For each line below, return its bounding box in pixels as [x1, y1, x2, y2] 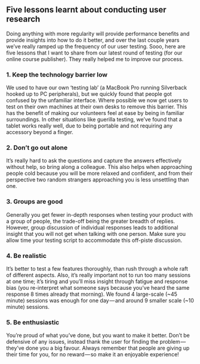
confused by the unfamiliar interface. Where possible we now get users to [6, 97, 189, 104]
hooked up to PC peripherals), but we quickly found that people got [6, 90, 172, 98]
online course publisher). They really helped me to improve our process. [6, 55, 184, 62]
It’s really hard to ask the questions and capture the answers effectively [6, 157, 182, 164]
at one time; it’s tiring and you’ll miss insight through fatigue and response [6, 278, 188, 285]
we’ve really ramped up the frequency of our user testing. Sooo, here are [6, 43, 186, 50]
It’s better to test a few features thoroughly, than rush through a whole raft [6, 265, 188, 272]
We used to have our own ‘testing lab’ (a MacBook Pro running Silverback [6, 84, 187, 92]
